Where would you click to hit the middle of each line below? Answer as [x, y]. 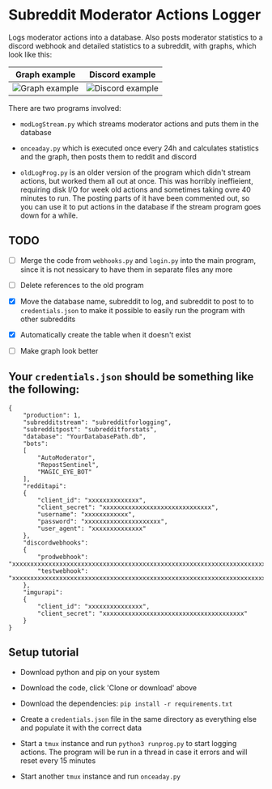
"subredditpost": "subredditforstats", [90, 429]
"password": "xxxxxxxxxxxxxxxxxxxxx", [103, 521]
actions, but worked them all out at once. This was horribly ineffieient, [136, 180]
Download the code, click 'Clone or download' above [108, 687]
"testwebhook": [63, 571]
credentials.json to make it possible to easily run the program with [132, 310]
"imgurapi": [43, 592]
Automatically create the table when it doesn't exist [106, 334]
